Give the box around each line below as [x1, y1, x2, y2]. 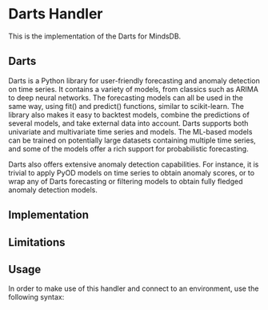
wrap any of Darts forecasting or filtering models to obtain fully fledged [8, 176, 243, 186]
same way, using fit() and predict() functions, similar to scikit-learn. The [8, 101, 244, 111]
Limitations [8, 236, 66, 249]
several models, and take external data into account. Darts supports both [8, 118, 249, 128]
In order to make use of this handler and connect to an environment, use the [8, 284, 259, 293]
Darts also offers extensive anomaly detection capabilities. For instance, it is [8, 159, 259, 169]
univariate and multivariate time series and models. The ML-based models [8, 127, 253, 136]
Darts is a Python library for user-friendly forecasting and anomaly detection [8, 75, 260, 85]
